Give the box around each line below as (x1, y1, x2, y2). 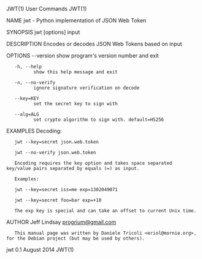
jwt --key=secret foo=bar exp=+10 (14, 197, 102, 203)
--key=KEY (14, 96, 39, 102)
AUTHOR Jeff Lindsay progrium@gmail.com (6, 218, 116, 226)
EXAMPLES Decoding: (6, 127, 62, 134)
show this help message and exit (33, 69, 118, 75)
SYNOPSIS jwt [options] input (6, 28, 80, 36)
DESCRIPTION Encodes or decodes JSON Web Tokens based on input (6, 41, 183, 47)
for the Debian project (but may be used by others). (6, 235, 146, 241)
